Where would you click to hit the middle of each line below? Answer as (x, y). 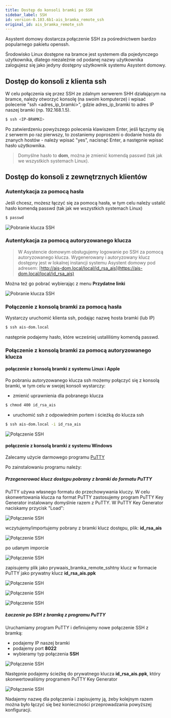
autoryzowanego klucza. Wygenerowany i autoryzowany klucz (84, 257)
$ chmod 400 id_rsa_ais (31, 405)
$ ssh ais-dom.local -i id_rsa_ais (43, 424)
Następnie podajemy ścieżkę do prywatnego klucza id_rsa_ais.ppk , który (83, 673)
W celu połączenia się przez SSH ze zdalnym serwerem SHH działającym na (86, 94)
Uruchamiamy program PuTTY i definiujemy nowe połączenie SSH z (77, 627)
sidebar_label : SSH (26, 15)
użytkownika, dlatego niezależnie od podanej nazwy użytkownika (74, 60)
